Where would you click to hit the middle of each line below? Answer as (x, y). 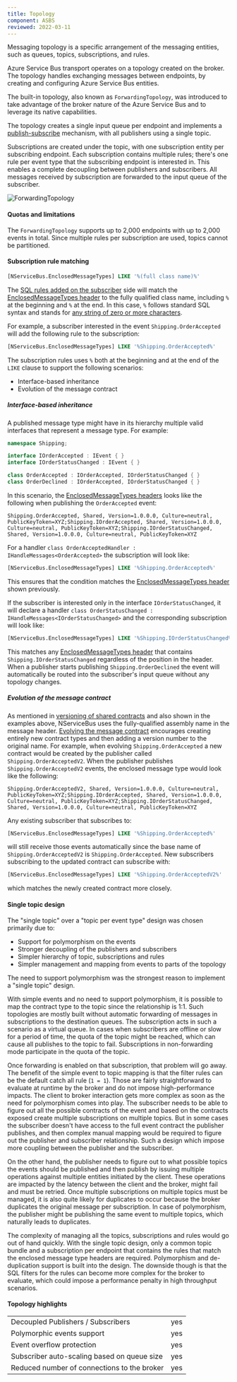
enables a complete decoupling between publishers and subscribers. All (112, 170)
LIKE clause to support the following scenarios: (75, 368)
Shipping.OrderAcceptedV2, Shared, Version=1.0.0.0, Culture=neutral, (113, 789)
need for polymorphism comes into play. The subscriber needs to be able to (117, 1103)
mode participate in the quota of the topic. (69, 1051)
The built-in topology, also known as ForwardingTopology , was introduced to (117, 97)
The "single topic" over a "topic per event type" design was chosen (105, 920)
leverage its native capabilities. (52, 112)
